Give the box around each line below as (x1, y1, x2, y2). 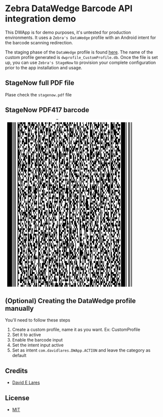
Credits (5, 366, 28, 375)
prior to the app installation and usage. (5, 64, 83, 71)
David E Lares (12, 379, 40, 385)
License (5, 394, 30, 402)
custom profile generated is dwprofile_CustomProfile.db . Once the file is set (5, 54, 158, 60)
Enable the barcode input (12, 337, 63, 343)
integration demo (5, 13, 76, 24)
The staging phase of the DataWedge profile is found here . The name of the (5, 49, 153, 55)
